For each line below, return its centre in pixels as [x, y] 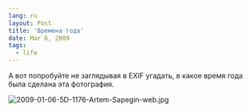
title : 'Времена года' [46, 30]
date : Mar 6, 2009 [39, 38]
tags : [17, 46]
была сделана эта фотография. [61, 84]
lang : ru [23, 16]
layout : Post [30, 23]
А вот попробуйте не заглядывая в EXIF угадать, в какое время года [125, 76]
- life [26, 53]
